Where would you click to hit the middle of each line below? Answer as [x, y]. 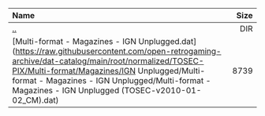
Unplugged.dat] [168, 41]
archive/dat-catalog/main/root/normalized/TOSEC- [108, 61]
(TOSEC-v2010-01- [161, 91]
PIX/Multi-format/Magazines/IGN [74, 71]
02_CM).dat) [35, 100]
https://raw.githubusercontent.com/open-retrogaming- [118, 51]
